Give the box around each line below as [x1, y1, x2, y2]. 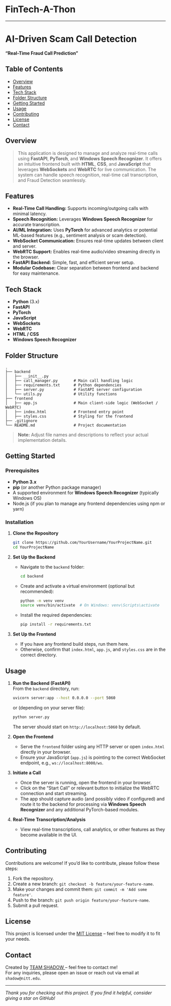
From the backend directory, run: [12, 685, 80, 692]
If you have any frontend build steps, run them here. [20, 641, 130, 647]
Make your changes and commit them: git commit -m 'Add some [12, 886, 148, 892]
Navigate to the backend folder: [20, 564, 85, 570]
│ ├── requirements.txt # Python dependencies [5, 382, 122, 388]
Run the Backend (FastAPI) [12, 680, 71, 686]
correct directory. [20, 652, 57, 658]
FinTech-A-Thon [5, 4, 76, 15]
